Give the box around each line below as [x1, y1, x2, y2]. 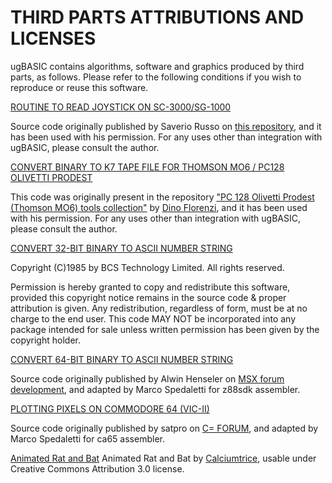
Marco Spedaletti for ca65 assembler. [10, 432, 165, 445]
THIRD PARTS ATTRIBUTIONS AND [10, 6, 305, 29]
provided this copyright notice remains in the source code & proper [10, 291, 287, 303]
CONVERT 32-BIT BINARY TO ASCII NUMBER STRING [10, 242, 233, 254]
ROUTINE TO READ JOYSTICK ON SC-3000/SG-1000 [10, 101, 232, 113]
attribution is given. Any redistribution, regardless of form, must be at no [10, 302, 308, 314]
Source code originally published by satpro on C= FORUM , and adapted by [10, 422, 319, 434]
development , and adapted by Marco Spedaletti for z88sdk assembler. [10, 383, 301, 395]
